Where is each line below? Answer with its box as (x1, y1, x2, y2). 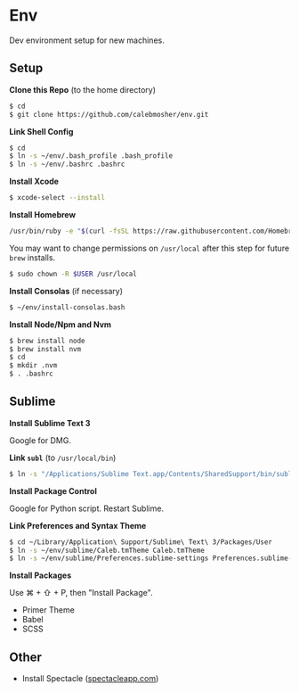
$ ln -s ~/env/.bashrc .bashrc (9, 160, 125, 169)
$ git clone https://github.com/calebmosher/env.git (9, 110, 209, 119)
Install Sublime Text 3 (9, 417, 91, 428)
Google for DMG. (9, 434, 71, 446)
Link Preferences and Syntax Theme (9, 520, 147, 531)
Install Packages (9, 570, 72, 581)
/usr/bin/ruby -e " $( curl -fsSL (9, 227, 129, 235)
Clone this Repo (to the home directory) (9, 84, 156, 95)
